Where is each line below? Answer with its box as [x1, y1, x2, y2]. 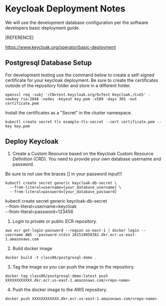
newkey [5, 96, 19, 101]
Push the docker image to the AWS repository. [12, 287, 108, 293]
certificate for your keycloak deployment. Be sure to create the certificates [5, 77, 159, 83]
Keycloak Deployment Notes [5, 3, 126, 14]
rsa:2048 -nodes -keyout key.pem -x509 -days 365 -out [20, 96, 137, 101]
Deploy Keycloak [5, 137, 59, 146]
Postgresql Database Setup [5, 58, 92, 67]
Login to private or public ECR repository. [12, 218, 97, 224]
